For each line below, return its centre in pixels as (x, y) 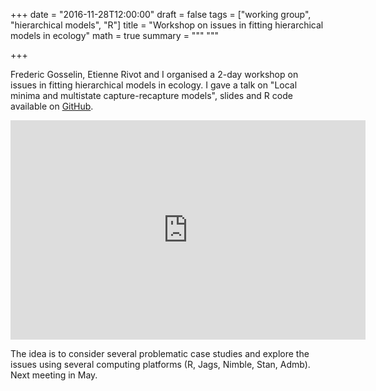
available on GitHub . (52, 106)
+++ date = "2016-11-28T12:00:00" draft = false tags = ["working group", (161, 14)
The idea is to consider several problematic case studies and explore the (160, 353)
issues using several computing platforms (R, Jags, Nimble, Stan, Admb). (160, 364)
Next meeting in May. (54, 375)
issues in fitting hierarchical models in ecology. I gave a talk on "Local (154, 85)
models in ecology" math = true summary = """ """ (114, 35)
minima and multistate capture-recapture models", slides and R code (151, 95)
